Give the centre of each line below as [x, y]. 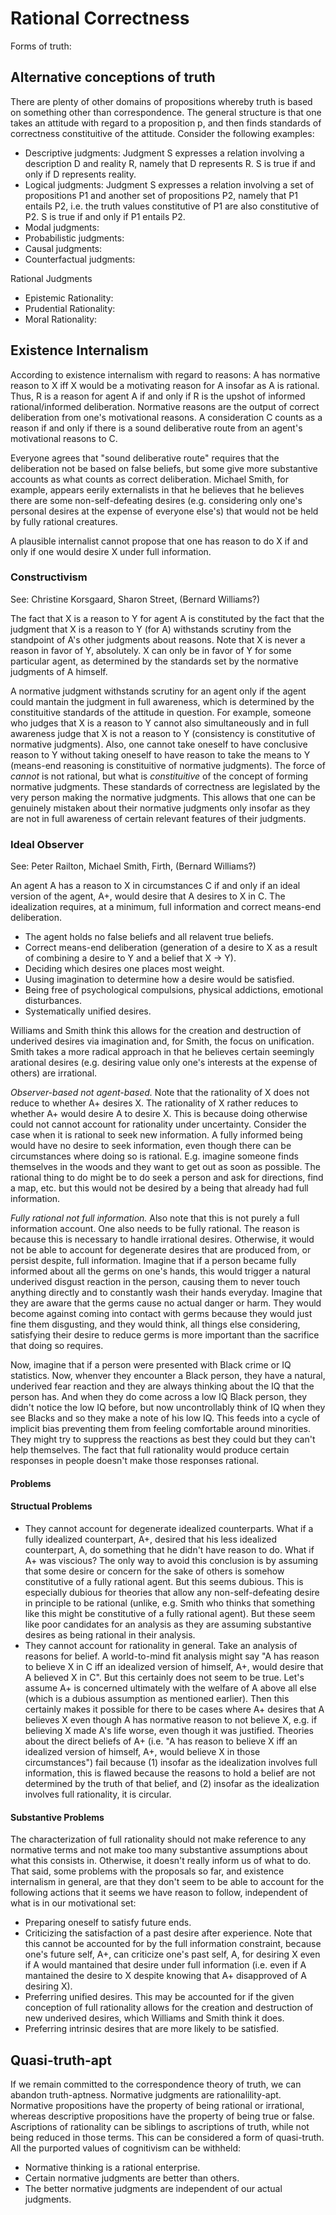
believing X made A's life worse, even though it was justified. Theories [169, 1730]
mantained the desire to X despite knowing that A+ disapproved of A [165, 1976]
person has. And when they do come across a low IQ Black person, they [159, 1397]
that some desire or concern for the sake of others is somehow [154, 1571]
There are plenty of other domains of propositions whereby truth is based [161, 101]
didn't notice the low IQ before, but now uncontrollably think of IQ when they [168, 1408]
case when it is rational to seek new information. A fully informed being [156, 1135]
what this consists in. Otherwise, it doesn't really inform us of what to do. [161, 1861]
